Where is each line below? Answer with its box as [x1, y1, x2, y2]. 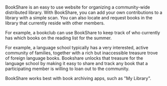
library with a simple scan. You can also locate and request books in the [5, 15, 153, 20]
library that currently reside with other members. [5, 20, 105, 26]
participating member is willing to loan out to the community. [5, 66, 130, 72]
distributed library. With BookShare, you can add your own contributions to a [5, 9, 163, 15]
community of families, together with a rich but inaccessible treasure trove [5, 50, 158, 56]
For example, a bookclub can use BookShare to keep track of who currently [5, 30, 161, 35]
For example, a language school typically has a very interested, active [5, 45, 149, 50]
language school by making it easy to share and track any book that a [5, 61, 148, 66]
